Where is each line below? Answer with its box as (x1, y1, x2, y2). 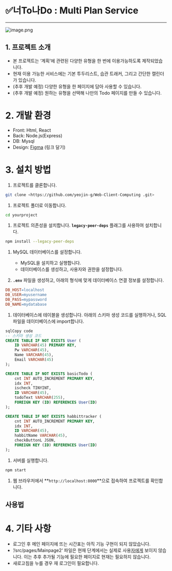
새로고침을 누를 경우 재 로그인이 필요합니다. (12, 560, 99, 566)
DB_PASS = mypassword (5, 297, 47, 302)
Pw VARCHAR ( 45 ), (14, 347, 50, 353)
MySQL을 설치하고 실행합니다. (20, 260, 81, 266)
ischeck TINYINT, (14, 385, 52, 391)
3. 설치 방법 (5, 164, 51, 175)
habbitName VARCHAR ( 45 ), (14, 433, 68, 438)
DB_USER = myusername (5, 292, 47, 298)
